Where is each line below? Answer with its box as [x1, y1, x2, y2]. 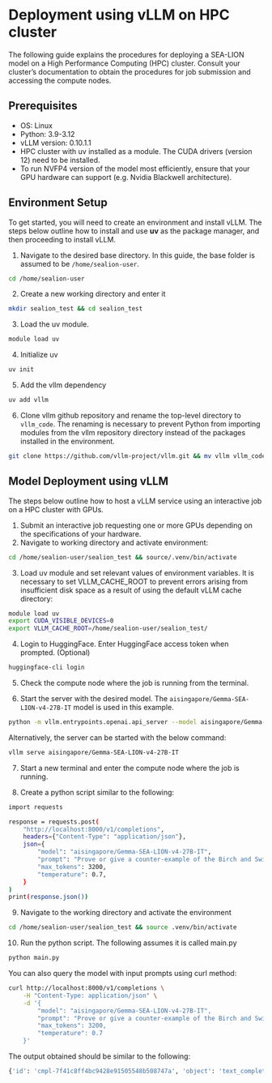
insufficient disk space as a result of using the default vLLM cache [19, 585, 242, 595]
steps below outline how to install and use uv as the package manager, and [8, 225, 260, 236]
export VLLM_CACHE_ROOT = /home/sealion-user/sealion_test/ [8, 624, 208, 633]
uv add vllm [8, 396, 49, 405]
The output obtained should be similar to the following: [8, 1051, 191, 1061]
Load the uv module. [19, 319, 89, 329]
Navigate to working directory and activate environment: [19, 537, 209, 547]
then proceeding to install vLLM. [8, 234, 116, 244]
